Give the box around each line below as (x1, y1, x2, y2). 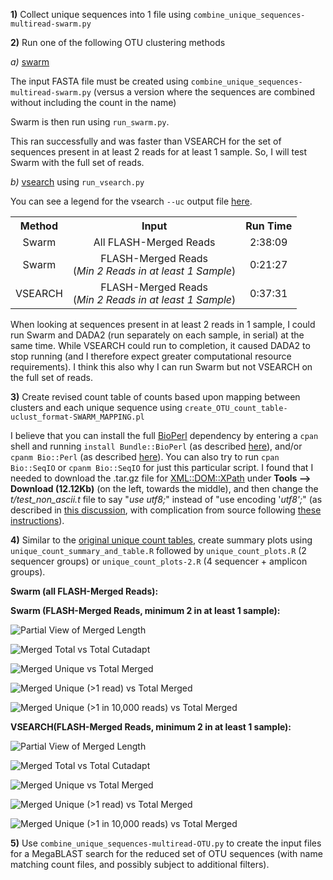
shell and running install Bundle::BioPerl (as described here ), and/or (10, 440, 303, 452)
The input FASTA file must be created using (10, 75, 189, 87)
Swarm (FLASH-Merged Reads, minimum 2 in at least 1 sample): (10, 605, 281, 616)
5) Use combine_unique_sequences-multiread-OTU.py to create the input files (10, 837, 322, 849)
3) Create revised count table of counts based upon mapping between (10, 391, 301, 403)
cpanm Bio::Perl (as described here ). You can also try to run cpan (10, 451, 280, 463)
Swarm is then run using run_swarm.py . (10, 116, 170, 128)
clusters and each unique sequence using (10, 402, 183, 413)
